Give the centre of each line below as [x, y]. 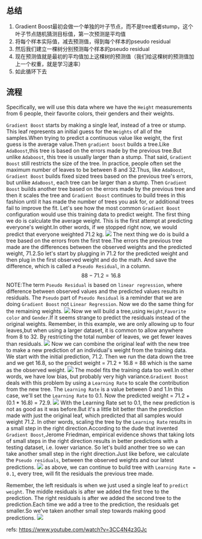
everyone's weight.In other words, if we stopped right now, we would [92, 227]
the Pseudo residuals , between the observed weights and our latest [90, 460]
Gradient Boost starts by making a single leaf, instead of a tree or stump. [96, 125]
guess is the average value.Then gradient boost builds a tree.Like [88, 144]
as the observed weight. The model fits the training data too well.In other [100, 370]
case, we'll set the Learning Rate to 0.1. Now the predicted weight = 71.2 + [98, 396]
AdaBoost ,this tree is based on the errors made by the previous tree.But [94, 150]
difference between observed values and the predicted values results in [95, 291]
